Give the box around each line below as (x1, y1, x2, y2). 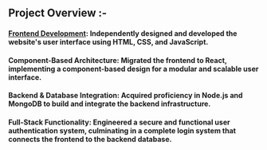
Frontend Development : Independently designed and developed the (8, 28, 238, 38)
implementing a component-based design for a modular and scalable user (8, 64, 259, 73)
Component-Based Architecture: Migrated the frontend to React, (8, 55, 227, 65)
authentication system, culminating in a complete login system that (8, 125, 237, 135)
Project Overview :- (8, 6, 108, 20)
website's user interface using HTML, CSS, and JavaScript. (8, 37, 209, 46)
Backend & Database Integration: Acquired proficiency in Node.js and (8, 91, 243, 101)
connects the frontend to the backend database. (8, 134, 172, 144)
